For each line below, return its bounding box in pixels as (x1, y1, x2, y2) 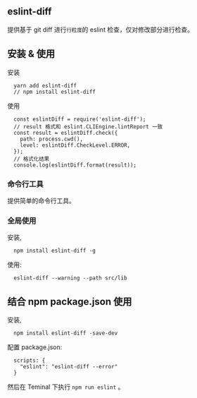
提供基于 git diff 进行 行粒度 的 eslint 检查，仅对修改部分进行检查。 (7, 25, 193, 34)
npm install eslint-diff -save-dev (13, 330, 118, 337)
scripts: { (13, 357, 46, 364)
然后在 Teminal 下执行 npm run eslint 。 (7, 382, 125, 391)
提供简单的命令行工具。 (7, 196, 75, 205)
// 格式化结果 (13, 155, 50, 162)
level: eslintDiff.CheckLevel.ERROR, (20, 141, 131, 149)
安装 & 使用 (7, 48, 56, 60)
